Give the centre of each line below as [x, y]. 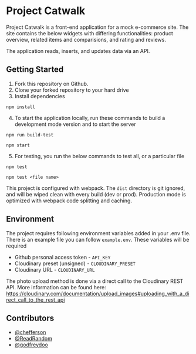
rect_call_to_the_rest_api [36, 300]
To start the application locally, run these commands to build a [90, 118]
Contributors [30, 318]
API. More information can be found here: [56, 287]
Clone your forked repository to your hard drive [72, 90]
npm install [21, 107]
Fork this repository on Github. [51, 84]
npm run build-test [30, 135]
